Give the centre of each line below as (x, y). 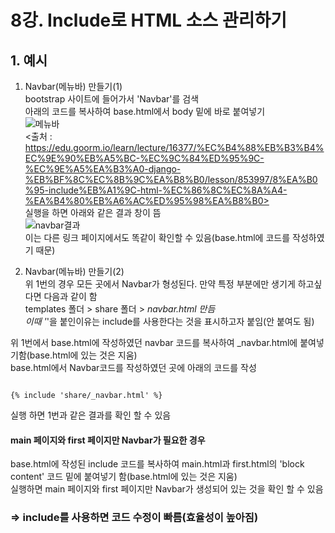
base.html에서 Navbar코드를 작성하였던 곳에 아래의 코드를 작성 (133, 367)
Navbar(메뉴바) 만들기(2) (74, 271)
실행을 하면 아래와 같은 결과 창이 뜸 (93, 212)
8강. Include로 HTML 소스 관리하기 (148, 20)
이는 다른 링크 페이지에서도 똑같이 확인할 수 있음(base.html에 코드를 (157, 237)
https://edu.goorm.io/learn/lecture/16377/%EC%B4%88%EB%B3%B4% (174, 147)
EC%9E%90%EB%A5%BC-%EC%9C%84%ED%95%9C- (144, 158)
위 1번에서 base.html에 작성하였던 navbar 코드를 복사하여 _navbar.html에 (154, 342)
